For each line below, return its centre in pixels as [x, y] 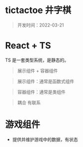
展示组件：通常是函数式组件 [46, 81]
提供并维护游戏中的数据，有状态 [45, 139]
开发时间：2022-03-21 [41, 25]
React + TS [28, 46]
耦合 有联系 [29, 102]
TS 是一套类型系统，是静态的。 [37, 60]
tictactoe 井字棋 [38, 10]
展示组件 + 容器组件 [38, 70]
